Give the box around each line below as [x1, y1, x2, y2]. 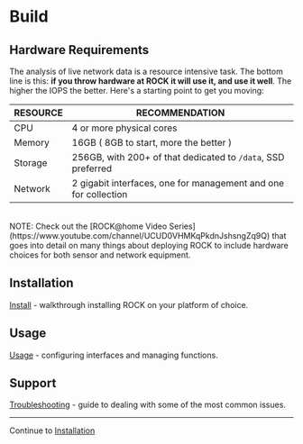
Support [9, 376, 57, 391]
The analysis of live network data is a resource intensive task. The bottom [9, 66, 284, 77]
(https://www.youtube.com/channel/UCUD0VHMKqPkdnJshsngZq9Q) [9, 231, 271, 240]
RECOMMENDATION [135, 106, 225, 119]
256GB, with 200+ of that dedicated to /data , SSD [71, 151, 285, 163]
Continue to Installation [9, 425, 96, 436]
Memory [14, 137, 50, 149]
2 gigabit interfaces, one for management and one [71, 177, 285, 189]
